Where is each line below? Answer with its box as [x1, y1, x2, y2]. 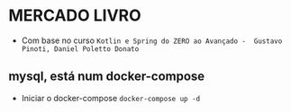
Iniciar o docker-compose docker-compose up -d [21, 92, 200, 103]
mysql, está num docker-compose [8, 69, 205, 84]
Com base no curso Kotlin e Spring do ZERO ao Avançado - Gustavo [21, 35, 283, 46]
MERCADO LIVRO [8, 5, 141, 26]
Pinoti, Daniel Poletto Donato [21, 44, 140, 54]
